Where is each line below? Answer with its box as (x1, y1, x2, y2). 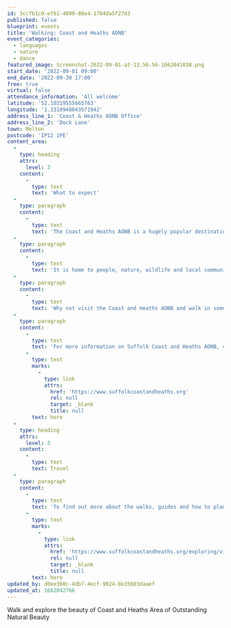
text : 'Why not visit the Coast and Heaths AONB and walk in (32, 305, 211, 312)
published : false (7, 17, 57, 23)
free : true (7, 81, 38, 88)
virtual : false (7, 87, 51, 94)
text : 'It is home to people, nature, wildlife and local (32, 266, 201, 273)
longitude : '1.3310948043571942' (7, 106, 103, 113)
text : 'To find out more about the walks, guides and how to (32, 504, 211, 511)
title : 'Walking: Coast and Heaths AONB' (7, 29, 128, 37)
